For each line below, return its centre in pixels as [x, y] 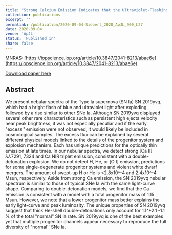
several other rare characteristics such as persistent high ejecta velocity [81, 118]
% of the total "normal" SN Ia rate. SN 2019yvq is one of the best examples [84, 216]
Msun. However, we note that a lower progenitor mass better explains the [82, 200]
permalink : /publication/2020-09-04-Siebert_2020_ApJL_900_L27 [74, 24]
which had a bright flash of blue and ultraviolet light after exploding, [77, 107]
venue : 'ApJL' [20, 34]
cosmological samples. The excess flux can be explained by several [77, 134]
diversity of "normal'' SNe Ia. [36, 227]
